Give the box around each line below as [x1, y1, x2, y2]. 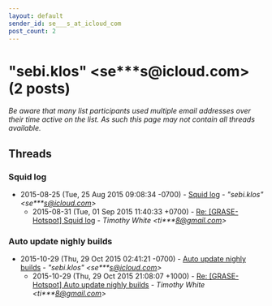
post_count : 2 [8, 27, 57, 35]
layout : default [8, 11, 63, 20]
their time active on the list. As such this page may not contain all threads [8, 114, 256, 124]
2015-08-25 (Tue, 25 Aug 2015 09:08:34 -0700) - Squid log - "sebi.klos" [19, 190, 264, 199]
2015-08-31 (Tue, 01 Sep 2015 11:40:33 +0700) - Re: [32, 207, 207, 216]
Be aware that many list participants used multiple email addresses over [8, 106, 252, 116]
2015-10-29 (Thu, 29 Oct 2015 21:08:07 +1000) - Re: [32, 271, 208, 281]
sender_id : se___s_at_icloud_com [8, 19, 122, 28]
